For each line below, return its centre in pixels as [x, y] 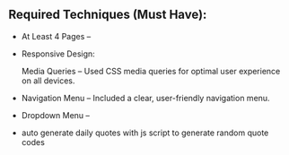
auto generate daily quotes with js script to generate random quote [145, 133]
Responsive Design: [58, 54]
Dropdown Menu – [56, 115]
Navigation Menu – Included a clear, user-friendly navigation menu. [145, 98]
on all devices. [48, 81]
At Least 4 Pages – [56, 36]
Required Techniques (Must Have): [108, 15]
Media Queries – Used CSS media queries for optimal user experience [151, 71]
